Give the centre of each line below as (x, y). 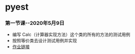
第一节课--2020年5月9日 (35, 23)
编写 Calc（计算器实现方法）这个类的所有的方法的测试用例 (71, 35)
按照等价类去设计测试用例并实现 (44, 41)
